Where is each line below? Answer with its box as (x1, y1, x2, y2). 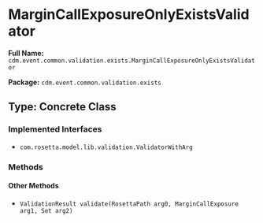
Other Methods (8, 181, 59, 191)
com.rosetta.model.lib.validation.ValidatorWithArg (19, 143, 193, 151)
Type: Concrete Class (8, 100, 117, 113)
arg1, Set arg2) (19, 206, 73, 214)
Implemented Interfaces (8, 124, 102, 135)
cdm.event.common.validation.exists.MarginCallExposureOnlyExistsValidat (8, 57, 256, 65)
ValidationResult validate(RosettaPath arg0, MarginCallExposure (19, 199, 239, 208)
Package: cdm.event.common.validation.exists (8, 77, 161, 87)
